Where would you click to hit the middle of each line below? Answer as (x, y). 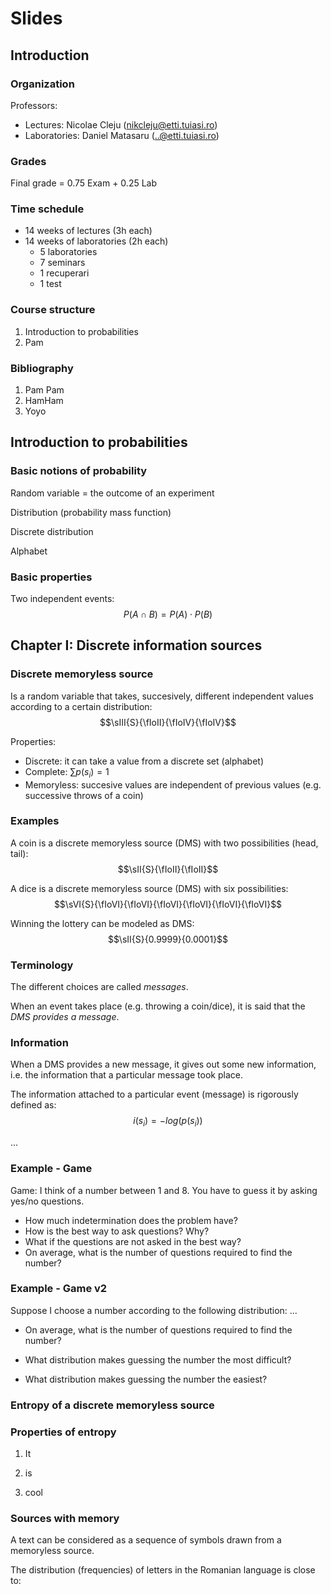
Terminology (42, 965)
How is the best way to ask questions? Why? (117, 1231)
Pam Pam (44, 390)
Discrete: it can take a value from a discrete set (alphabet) (144, 761)
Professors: (34, 105)
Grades (28, 161)
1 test (50, 284)
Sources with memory (65, 1518)
